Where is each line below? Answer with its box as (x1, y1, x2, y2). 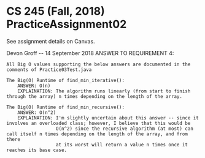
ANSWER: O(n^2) (17, 109, 56, 116)
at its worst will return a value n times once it (55, 141, 188, 148)
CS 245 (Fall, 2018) (6, 4, 106, 18)
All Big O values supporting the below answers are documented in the (6, 61, 191, 67)
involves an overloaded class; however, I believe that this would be (6, 120, 191, 126)
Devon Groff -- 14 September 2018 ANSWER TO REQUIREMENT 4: (6, 49, 174, 56)
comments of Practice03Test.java (6, 66, 92, 73)
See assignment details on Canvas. (6, 37, 95, 45)
